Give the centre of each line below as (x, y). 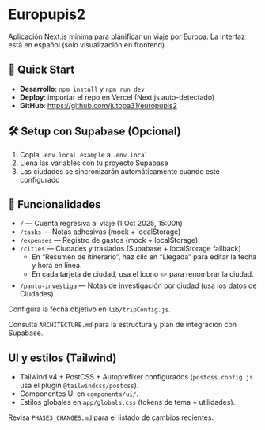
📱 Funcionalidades (55, 204)
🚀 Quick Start (42, 70)
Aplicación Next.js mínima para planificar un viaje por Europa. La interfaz (127, 36)
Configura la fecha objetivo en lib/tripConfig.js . (90, 309)
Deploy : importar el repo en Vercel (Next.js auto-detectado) (117, 97)
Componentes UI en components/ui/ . (79, 394)
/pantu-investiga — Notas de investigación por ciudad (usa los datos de (138, 285)
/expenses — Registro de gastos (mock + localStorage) (109, 240)
